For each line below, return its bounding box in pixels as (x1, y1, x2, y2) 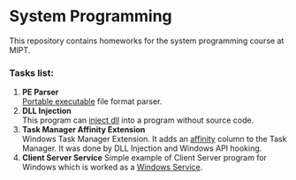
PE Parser (21, 86, 59, 98)
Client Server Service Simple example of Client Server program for (21, 153, 268, 163)
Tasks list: (9, 66, 55, 79)
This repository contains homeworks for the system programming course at (9, 35, 285, 46)
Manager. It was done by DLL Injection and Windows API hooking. (21, 143, 262, 154)
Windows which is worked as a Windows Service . (21, 161, 203, 173)
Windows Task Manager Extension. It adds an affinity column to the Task (21, 134, 287, 145)
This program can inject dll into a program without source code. (21, 115, 254, 125)
